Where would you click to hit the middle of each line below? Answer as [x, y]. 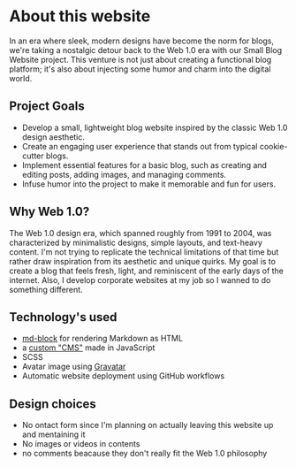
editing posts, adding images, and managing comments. [124, 174]
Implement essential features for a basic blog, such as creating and [144, 165]
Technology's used [63, 317]
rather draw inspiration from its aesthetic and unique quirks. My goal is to [143, 261]
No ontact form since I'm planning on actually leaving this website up [148, 425]
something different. [46, 289]
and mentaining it [53, 434]
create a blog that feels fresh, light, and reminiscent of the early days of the [147, 271]
